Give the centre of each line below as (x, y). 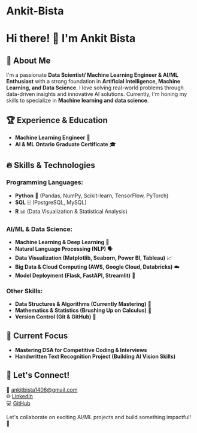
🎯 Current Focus (37, 336)
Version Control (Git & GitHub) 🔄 (55, 317)
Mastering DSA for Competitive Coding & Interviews (81, 350)
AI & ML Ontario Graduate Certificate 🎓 (65, 144)
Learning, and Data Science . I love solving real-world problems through (95, 88)
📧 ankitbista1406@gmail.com (42, 390)
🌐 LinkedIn (19, 396)
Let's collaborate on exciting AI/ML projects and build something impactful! (99, 417)
